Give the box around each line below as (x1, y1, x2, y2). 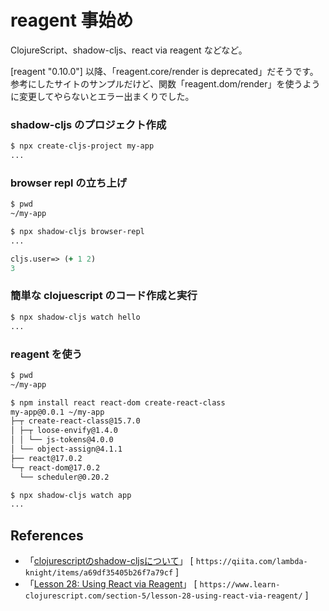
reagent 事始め (10, 9, 134, 32)
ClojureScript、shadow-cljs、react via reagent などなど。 (10, 44, 248, 56)
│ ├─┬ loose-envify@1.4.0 (10, 426, 118, 436)
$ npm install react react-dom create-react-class (10, 397, 226, 408)
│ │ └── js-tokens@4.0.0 (10, 435, 114, 445)
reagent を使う (10, 347, 83, 361)
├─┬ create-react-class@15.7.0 (10, 416, 141, 426)
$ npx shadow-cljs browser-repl (10, 227, 145, 237)
